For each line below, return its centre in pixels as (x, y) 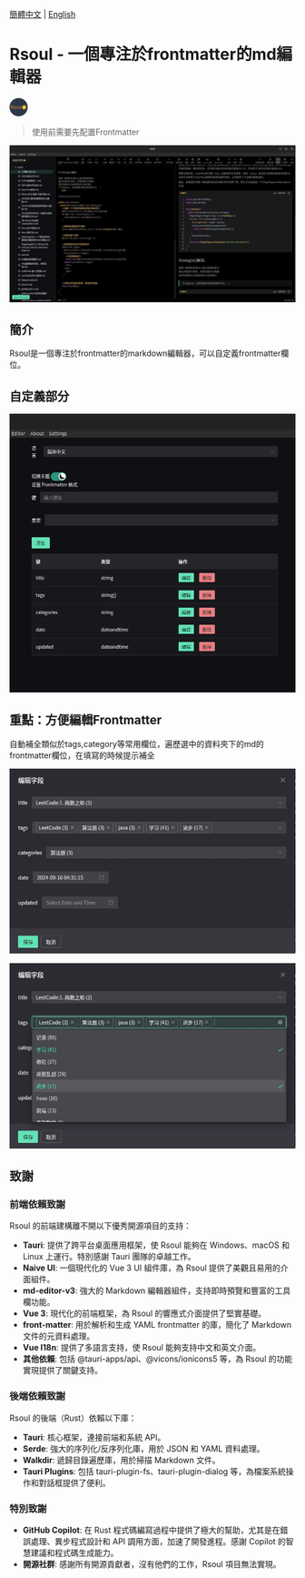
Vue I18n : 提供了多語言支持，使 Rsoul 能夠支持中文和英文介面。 (142, 1348)
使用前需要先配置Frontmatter (85, 132)
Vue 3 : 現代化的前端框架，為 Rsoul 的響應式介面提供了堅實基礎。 (144, 1313)
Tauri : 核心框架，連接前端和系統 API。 (94, 1437)
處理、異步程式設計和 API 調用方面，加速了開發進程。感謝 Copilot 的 (158, 1542)
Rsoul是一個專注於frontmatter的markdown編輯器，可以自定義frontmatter (145, 353)
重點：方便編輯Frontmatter (85, 720)
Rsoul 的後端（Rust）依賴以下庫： (73, 1418)
